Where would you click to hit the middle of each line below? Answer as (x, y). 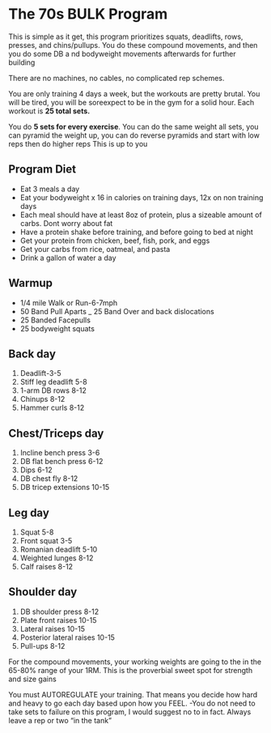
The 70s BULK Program (88, 14)
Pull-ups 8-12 (42, 646)
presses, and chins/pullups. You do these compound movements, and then (133, 45)
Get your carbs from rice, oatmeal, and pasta (95, 249)
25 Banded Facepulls (55, 320)
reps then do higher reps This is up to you (78, 143)
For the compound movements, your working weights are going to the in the (135, 662)
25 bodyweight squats (57, 328)
